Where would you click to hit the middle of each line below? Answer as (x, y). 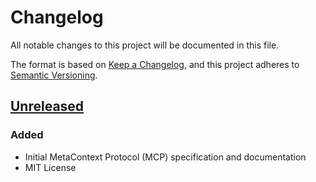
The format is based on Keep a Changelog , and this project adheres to (155, 64)
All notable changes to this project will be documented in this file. (145, 45)
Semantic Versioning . (54, 75)
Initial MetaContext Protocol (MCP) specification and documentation (165, 157)
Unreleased (47, 106)
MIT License (50, 167)
